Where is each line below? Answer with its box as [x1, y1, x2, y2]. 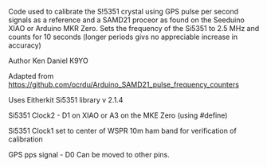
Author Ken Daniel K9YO [8, 56, 89, 65]
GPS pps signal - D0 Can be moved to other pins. [8, 150, 170, 159]
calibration [8, 134, 44, 144]
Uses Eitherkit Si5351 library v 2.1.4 [8, 95, 124, 104]
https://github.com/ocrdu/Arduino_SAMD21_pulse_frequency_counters [8, 80, 239, 89]
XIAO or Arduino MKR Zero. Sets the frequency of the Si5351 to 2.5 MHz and [8, 24, 260, 33]
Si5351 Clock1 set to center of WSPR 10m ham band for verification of [8, 126, 237, 135]
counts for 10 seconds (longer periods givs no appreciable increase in [8, 32, 238, 41]
